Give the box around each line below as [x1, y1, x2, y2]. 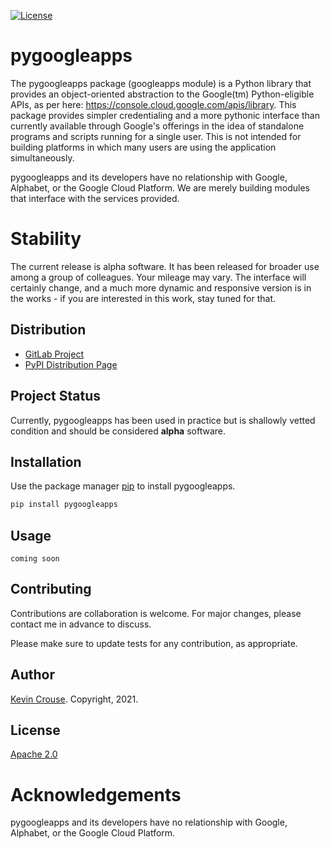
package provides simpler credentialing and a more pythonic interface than [10, 109, 320, 121]
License [10, 722, 61, 739]
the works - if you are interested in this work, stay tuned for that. [10, 292, 277, 304]
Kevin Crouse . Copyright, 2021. [10, 693, 139, 705]
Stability [10, 228, 82, 250]
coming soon [10, 554, 60, 564]
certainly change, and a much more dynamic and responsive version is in [10, 281, 312, 294]
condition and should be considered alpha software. [10, 425, 227, 437]
